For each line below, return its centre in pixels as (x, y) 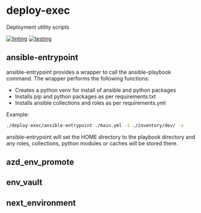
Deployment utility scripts (38, 27)
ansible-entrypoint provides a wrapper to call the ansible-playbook (89, 72)
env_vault (24, 183)
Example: (18, 114)
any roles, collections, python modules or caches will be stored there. (92, 143)
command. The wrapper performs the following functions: (78, 78)
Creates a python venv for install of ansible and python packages (95, 90)
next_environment (41, 202)
